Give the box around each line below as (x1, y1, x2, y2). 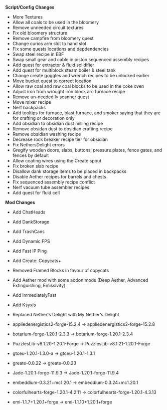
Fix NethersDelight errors (12, 142, 65, 147)
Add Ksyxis (12, 302, 36, 308)
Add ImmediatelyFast (12, 292, 57, 298)
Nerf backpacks (12, 105, 46, 110)
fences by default (12, 152, 49, 158)
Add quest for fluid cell (12, 190, 60, 195)
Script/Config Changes (5, 5, 55, 10)
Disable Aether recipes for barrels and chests (12, 174, 106, 179)
